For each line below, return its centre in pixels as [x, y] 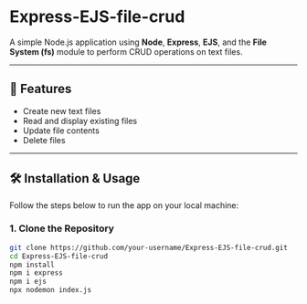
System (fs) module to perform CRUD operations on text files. [127, 51]
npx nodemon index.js [51, 290]
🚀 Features [41, 89]
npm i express [37, 273]
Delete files [44, 140]
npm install [32, 265]
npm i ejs [28, 282]
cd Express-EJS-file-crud [58, 256]
